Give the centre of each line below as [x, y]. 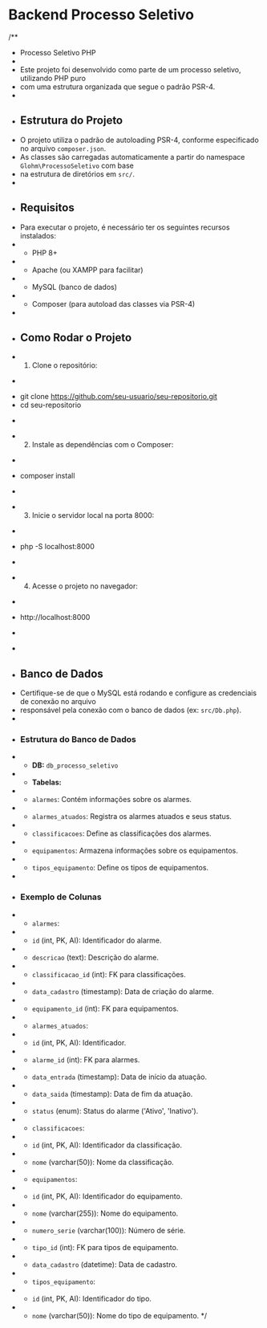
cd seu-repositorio [51, 405]
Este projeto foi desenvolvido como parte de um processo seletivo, [131, 69]
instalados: [38, 235]
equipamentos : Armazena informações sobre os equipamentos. [135, 851]
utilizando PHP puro [53, 78]
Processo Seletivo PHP [58, 52]
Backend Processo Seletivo [101, 15]
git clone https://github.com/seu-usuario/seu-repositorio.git [119, 397]
